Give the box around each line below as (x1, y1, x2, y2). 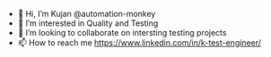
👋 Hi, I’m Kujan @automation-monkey (17, 9, 156, 19)
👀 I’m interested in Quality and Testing (17, 18, 159, 28)
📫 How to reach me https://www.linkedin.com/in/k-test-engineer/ (17, 37, 262, 48)
